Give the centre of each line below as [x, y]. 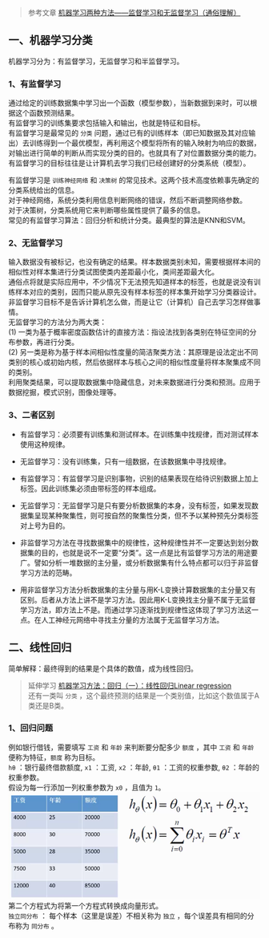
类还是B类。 [48, 705]
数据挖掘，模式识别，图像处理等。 [64, 392]
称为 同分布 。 [36, 926]
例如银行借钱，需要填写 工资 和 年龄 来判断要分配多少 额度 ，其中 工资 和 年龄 [131, 747]
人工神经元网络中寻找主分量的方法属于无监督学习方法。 [132, 619]
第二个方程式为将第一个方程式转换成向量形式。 [85, 906]
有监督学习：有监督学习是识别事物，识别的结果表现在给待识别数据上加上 [139, 478]
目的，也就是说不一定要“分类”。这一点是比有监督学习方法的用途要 [150, 552]
